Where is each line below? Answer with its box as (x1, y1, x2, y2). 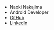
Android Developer (9, 9, 49, 15)
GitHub (9, 15, 25, 20)
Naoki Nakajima (9, 4, 42, 10)
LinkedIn (9, 20, 28, 26)
